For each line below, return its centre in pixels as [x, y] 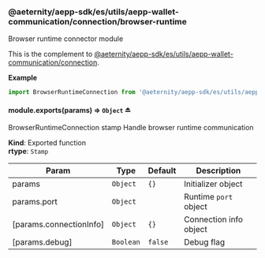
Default [162, 170]
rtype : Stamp [28, 151]
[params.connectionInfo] [58, 225]
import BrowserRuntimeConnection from [72, 92]
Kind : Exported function [47, 143]
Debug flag [205, 242]
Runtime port [209, 197]
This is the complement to [50, 54]
